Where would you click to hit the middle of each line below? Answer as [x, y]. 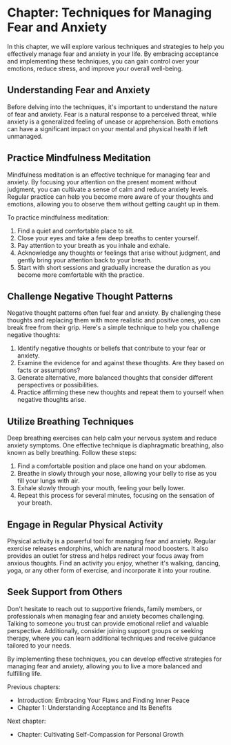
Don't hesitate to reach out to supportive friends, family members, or [105, 608]
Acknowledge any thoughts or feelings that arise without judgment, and [119, 253]
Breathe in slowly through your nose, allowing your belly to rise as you [117, 474]
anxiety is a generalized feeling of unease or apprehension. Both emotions [113, 122]
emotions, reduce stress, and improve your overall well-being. [95, 68]
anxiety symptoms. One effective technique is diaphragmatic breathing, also [115, 445]
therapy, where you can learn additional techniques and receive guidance [111, 638]
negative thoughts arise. [51, 400]
